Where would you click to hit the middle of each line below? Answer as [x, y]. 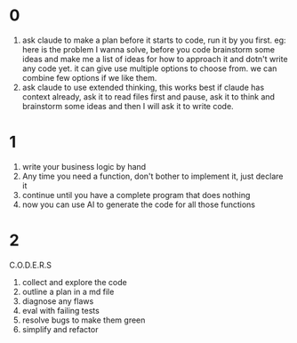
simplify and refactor [60, 329]
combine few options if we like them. [89, 77]
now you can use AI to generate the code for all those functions [139, 204]
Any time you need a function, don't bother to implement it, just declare [153, 176]
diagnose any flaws [58, 301]
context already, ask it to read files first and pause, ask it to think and [148, 96]
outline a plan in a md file [68, 291]
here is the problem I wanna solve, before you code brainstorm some [148, 49]
